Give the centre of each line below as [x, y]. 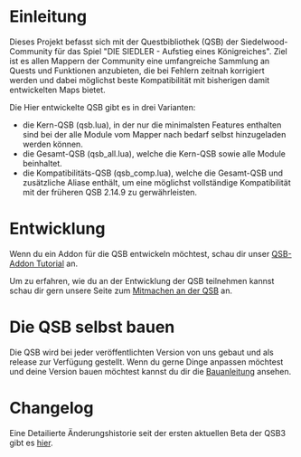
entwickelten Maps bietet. [57, 90]
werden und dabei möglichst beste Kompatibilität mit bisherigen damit [139, 80]
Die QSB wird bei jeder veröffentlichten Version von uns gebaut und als [141, 352]
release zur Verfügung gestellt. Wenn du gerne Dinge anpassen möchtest [146, 362]
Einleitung [48, 17]
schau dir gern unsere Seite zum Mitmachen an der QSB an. [121, 290]
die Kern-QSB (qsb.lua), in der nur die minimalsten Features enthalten [152, 125]
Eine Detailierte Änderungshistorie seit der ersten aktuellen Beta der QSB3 [148, 433]
